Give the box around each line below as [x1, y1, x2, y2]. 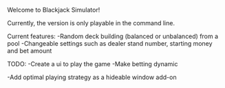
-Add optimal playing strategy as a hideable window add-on [7, 73, 177, 81]
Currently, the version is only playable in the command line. [7, 19, 175, 27]
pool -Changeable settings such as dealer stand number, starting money [7, 40, 213, 47]
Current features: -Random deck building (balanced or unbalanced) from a [7, 32, 219, 40]
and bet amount [7, 47, 52, 55]
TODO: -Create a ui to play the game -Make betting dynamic [7, 60, 178, 68]
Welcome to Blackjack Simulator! [7, 6, 100, 14]
